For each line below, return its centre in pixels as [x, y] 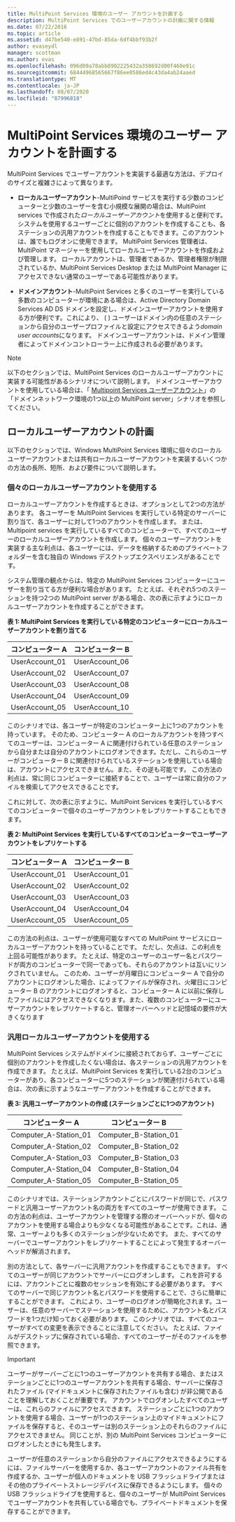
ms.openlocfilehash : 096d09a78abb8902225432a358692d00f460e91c [101, 66]
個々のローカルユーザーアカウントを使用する [82, 487]
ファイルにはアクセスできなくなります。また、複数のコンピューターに [114, 1000]
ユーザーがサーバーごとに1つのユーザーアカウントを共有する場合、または [113, 1374]
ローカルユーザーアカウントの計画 [80, 432]
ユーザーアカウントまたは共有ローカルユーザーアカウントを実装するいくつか [117, 459]
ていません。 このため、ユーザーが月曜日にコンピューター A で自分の [125, 973]
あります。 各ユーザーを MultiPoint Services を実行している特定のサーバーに [117, 513]
